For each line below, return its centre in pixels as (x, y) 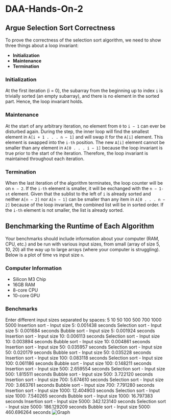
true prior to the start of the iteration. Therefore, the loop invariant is (77, 153)
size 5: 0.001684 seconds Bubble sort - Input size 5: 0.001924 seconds (80, 331)
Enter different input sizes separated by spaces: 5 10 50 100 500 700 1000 (83, 320)
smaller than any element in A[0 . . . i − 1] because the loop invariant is (84, 148)
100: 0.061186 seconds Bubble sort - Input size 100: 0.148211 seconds (78, 363)
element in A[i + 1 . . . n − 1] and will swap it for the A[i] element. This (84, 137)
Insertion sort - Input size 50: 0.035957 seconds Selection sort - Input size (84, 347)
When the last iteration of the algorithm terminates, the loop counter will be (84, 183)
